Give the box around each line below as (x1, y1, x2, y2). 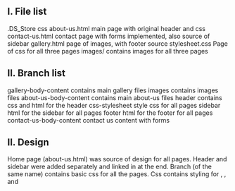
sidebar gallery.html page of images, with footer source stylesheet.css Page (7, 39, 229, 48)
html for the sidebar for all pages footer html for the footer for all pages (7, 109, 213, 117)
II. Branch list (7, 67, 65, 80)
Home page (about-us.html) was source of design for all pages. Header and (7, 155, 227, 164)
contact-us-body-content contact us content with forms (7, 116, 170, 124)
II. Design (7, 137, 49, 149)
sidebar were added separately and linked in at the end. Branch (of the (7, 162, 212, 171)
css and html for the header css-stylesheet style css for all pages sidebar (7, 101, 221, 109)
